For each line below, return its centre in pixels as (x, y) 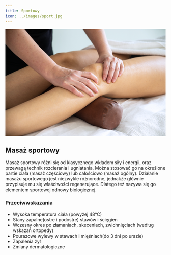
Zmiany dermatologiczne (39, 247)
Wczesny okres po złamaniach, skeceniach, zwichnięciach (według (83, 225)
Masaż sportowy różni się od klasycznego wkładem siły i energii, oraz (78, 163)
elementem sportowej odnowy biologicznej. (51, 190)
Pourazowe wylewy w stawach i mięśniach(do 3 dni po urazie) (78, 236)
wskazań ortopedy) (33, 230)
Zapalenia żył (27, 241)
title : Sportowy (22, 11)
